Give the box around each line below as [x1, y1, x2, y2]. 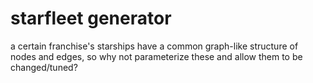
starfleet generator [10, 7, 172, 30]
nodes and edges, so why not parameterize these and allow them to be [10, 50, 303, 62]
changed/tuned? [10, 61, 78, 73]
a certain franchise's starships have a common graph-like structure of [10, 40, 299, 52]
